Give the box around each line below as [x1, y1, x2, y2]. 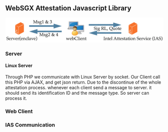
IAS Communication [5, 121, 55, 128]
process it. [5, 95, 27, 101]
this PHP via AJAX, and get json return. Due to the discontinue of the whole [5, 79, 161, 85]
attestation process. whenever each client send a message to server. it [5, 84, 152, 90]
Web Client [5, 108, 33, 115]
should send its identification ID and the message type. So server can [5, 90, 149, 96]
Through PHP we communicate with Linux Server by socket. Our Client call [5, 74, 160, 80]
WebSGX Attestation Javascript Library [5, 4, 132, 13]
